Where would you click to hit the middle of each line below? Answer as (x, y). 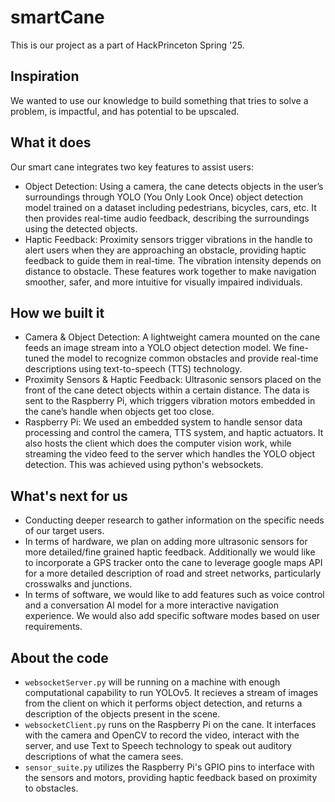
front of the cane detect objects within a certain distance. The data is (167, 390)
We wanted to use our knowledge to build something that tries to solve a (159, 100)
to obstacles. (51, 788)
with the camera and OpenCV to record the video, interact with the (162, 735)
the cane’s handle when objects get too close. (119, 412)
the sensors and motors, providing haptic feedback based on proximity (171, 777)
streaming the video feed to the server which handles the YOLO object (170, 454)
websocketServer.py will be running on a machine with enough (152, 682)
